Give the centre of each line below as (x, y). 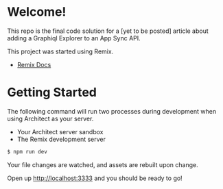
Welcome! (37, 12)
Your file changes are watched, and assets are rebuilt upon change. (103, 164)
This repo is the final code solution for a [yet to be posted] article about (108, 31)
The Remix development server (61, 139)
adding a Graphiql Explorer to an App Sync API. (74, 38)
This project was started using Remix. (60, 51)
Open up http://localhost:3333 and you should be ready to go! (95, 178)
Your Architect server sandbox (60, 131)
